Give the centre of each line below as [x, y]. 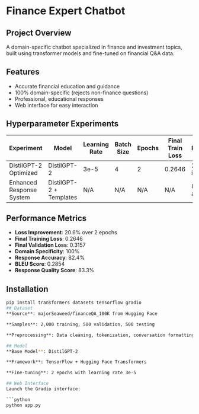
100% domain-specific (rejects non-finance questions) [81, 93]
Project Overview [39, 33]
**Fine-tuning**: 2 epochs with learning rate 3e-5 [71, 373]
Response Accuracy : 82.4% [49, 258]
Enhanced [23, 182]
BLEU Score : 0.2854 [40, 264]
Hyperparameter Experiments [62, 124]
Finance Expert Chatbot [66, 11]
